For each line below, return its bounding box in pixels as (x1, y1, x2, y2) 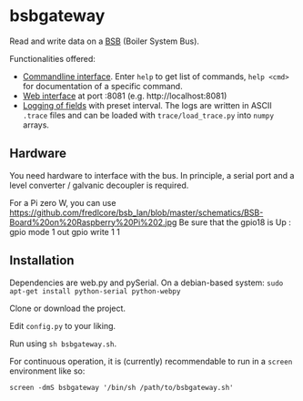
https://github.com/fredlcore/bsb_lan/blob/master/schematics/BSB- (9, 207, 264, 218)
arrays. (22, 119, 50, 130)
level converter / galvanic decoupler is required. (9, 180, 189, 190)
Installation (9, 252, 75, 269)
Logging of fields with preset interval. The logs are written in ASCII (22, 99, 273, 110)
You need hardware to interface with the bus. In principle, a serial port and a (9, 170, 295, 180)
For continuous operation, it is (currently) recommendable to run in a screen (9, 355, 293, 366)
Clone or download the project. (9, 303, 126, 314)
